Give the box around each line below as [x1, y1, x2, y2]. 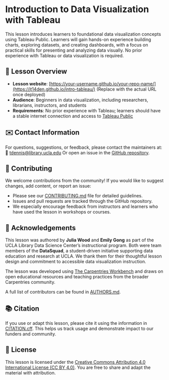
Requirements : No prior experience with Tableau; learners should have [12, 107, 161, 113]
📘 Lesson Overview [5, 67, 67, 76]
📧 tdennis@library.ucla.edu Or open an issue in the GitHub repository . [5, 149, 150, 155]
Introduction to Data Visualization [5, 4, 149, 15]
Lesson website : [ [12, 80, 51, 87]
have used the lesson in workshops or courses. [12, 209, 111, 215]
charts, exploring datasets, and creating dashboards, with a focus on [5, 41, 148, 48]
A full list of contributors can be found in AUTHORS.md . [5, 289, 121, 295]
